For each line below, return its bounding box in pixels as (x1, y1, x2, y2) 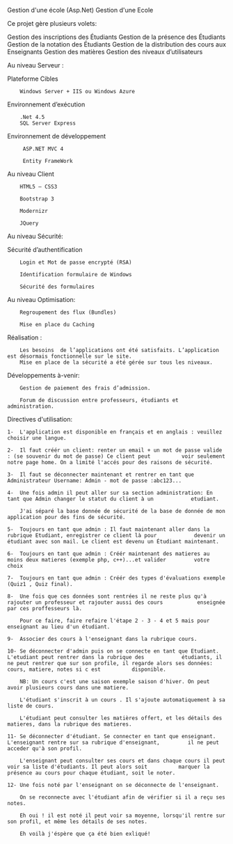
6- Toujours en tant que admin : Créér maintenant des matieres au (7, 550, 210, 557)
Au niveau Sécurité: (7, 232, 64, 240)
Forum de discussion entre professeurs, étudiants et (19, 397, 179, 404)
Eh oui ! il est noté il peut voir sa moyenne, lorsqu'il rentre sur (19, 812, 226, 819)
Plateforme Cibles (7, 74, 58, 83)
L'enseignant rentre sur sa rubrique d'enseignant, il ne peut (7, 739, 219, 746)
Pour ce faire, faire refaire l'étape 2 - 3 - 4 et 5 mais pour (19, 617, 210, 624)
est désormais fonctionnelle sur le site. (7, 353, 132, 360)
